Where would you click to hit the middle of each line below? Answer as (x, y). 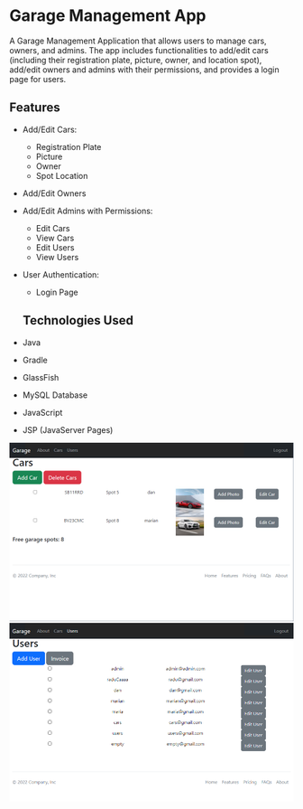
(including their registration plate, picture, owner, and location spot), (136, 60)
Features (35, 108)
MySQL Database (55, 395)
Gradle (35, 360)
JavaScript (42, 412)
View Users (57, 257)
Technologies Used (78, 320)
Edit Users (55, 247)
